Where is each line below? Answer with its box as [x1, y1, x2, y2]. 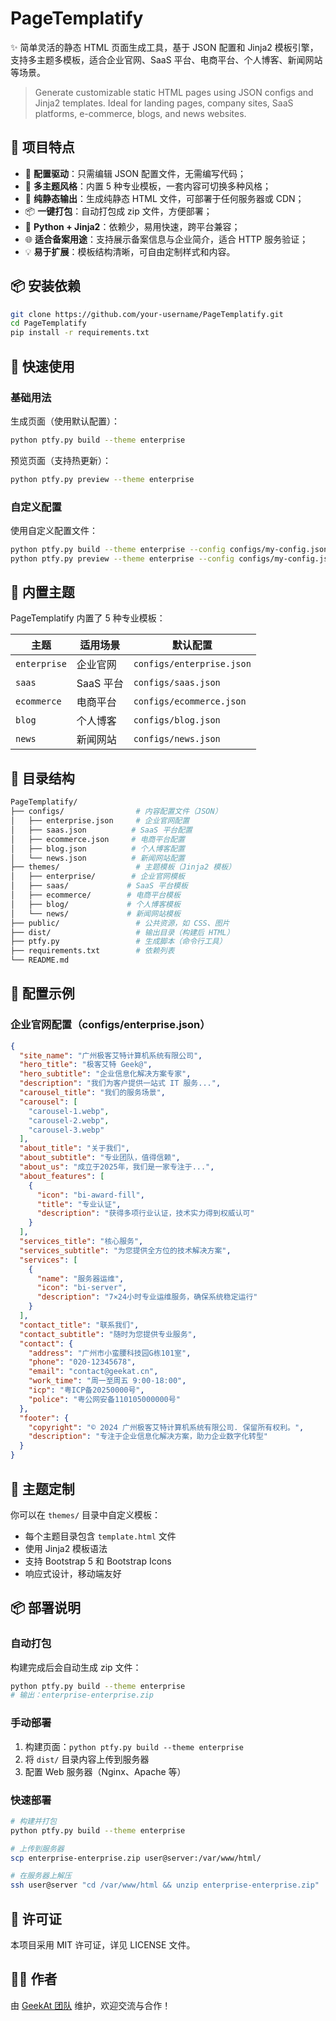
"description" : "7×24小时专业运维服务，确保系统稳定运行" [36, 1292, 258, 1302]
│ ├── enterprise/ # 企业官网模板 [10, 872, 185, 882]
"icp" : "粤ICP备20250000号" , [28, 1385, 145, 1396]
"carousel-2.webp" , [28, 1115, 110, 1126]
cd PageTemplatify [10, 318, 87, 329]
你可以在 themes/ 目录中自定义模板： [10, 1508, 161, 1521]
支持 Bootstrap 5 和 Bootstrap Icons [24, 1555, 172, 1567]
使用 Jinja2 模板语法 [24, 1542, 108, 1554]
